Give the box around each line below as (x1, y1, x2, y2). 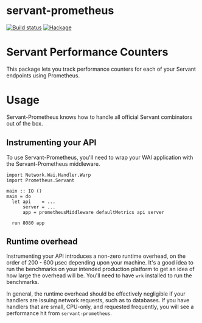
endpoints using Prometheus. (6, 71, 80, 79)
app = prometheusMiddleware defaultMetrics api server (22, 209, 165, 215)
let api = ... (12, 199, 56, 205)
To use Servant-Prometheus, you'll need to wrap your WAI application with (6, 154, 193, 161)
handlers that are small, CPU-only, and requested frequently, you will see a (6, 303, 194, 311)
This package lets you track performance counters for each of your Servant (6, 65, 197, 73)
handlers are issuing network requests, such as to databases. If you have (6, 297, 190, 304)
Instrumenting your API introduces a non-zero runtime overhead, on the (6, 252, 186, 260)
